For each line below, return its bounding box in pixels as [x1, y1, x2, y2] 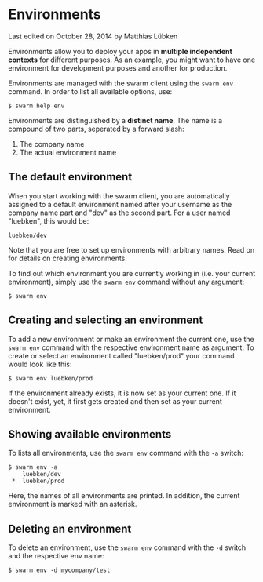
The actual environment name [19, 147, 117, 157]
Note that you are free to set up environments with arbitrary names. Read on [8, 245, 255, 254]
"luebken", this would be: [8, 216, 89, 225]
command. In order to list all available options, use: [8, 86, 173, 96]
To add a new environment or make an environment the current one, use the [8, 334, 254, 344]
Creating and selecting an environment [8, 314, 203, 327]
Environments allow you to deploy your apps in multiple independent [8, 46, 233, 56]
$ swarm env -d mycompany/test [8, 566, 111, 574]
